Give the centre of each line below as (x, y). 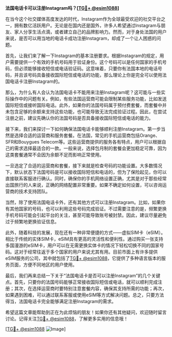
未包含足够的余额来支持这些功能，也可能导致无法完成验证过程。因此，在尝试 (86, 112)
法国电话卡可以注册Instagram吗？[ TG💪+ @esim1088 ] (62, 8)
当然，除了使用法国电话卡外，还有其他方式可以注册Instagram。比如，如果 (83, 202)
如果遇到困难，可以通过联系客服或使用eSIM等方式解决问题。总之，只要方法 (85, 295)
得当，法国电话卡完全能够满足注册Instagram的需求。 (61, 301)
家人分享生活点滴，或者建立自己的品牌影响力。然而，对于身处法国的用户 (90, 32)
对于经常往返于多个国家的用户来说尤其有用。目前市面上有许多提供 (88, 252)
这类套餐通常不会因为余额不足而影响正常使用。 (55, 155)
